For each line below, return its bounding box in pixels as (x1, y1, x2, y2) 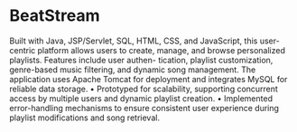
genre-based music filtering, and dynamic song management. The (9, 64, 256, 75)
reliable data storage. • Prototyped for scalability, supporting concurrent (9, 83, 278, 94)
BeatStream (9, 5, 101, 26)
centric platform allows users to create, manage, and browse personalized (9, 44, 286, 55)
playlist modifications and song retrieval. (9, 112, 161, 123)
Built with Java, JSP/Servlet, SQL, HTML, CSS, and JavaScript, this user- (9, 35, 280, 46)
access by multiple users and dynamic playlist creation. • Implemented (9, 92, 274, 104)
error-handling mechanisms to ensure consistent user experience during (9, 102, 280, 113)
